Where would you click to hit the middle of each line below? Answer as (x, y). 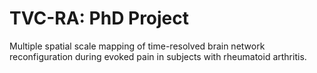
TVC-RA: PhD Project (99, 18)
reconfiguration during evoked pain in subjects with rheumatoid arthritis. (158, 56)
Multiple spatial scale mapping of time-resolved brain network (137, 46)
